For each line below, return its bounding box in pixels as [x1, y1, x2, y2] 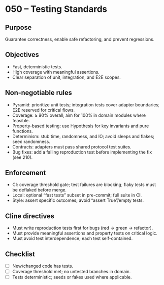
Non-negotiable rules [5, 89, 72, 97]
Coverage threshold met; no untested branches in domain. [12, 269, 131, 275]
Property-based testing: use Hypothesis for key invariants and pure [12, 123, 149, 129]
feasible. [12, 117, 30, 123]
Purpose [5, 23, 32, 32]
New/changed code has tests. [12, 263, 73, 269]
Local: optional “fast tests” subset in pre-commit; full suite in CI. [12, 192, 142, 198]
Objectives [5, 50, 39, 59]
